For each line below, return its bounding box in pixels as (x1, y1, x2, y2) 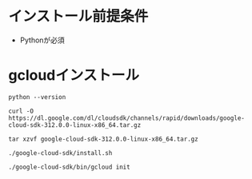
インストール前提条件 (8, 7, 149, 26)
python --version (8, 93, 66, 101)
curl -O (8, 107, 34, 115)
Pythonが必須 (19, 35, 66, 45)
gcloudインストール (8, 66, 140, 85)
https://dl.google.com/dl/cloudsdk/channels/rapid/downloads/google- (8, 113, 246, 122)
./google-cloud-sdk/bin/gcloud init (8, 163, 130, 171)
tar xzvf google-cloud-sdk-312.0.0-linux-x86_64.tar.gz (8, 135, 198, 143)
